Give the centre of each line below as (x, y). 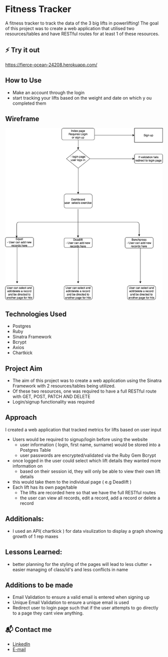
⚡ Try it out (22, 50)
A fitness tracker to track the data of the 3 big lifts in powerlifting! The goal (82, 23)
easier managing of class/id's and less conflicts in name (70, 569)
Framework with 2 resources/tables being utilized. (64, 386)
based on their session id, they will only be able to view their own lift (90, 471)
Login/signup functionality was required (53, 402)
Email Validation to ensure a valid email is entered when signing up (81, 597)
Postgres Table (35, 450)
